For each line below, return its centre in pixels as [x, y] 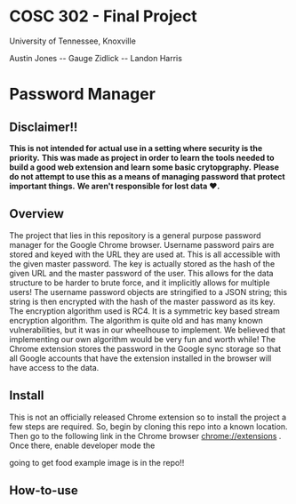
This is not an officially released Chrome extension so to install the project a [148, 417]
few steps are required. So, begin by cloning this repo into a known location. [148, 426]
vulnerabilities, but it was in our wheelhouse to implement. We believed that [148, 330]
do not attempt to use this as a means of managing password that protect [148, 176]
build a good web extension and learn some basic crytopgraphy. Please [144, 167]
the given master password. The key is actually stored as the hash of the [142, 263]
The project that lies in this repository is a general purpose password [135, 235]
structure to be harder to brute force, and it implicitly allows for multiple [140, 283]
